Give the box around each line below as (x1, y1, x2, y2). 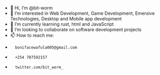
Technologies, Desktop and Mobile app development (10, 16, 122, 21)
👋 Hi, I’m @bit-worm (10, 5, 53, 11)
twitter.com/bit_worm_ (15, 65, 64, 70)
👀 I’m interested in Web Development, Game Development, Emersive (10, 10, 155, 16)
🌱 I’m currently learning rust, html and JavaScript (10, 21, 114, 27)
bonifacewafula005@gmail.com (15, 45, 77, 50)
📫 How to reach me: (10, 32, 54, 38)
